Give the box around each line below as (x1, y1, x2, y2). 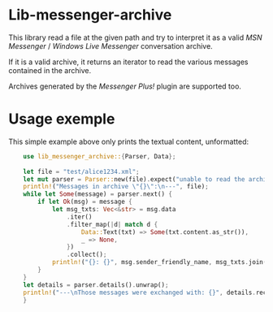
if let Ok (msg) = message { (37, 197, 132, 206)
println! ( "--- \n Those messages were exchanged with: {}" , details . (23, 288, 256, 297)
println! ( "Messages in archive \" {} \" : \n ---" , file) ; (23, 183, 209, 191)
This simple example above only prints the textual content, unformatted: (8, 136, 249, 146)
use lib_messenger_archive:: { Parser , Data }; (23, 152, 176, 160)
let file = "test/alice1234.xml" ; (23, 167, 140, 175)
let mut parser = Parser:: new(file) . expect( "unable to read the (23, 175, 245, 184)
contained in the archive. (8, 65, 92, 75)
